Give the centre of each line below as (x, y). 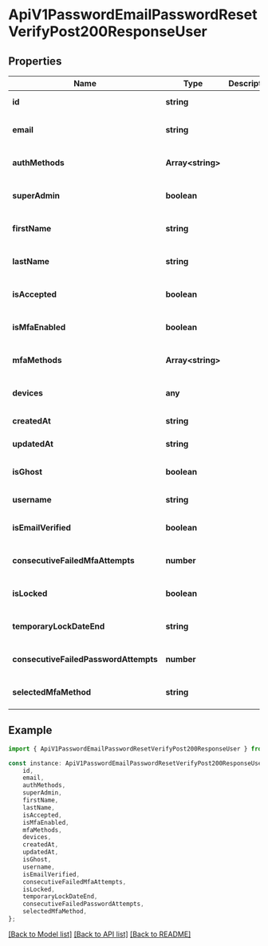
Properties (35, 61)
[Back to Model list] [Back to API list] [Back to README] (100, 934)
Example (30, 730)
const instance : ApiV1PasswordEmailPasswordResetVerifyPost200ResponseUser (137, 763)
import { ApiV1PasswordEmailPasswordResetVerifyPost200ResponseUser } (128, 749)
